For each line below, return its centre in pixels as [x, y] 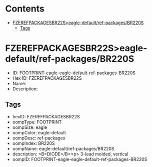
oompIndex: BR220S [33, 143]
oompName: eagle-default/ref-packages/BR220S [63, 148]
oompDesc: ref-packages [39, 138]
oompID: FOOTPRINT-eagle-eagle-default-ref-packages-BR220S [80, 159]
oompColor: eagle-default [39, 132]
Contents [25, 9]
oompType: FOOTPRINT [37, 122]
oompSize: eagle [30, 127]
